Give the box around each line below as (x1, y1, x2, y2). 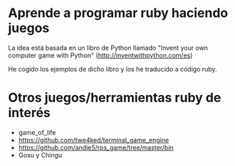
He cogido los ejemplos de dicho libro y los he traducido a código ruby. (8, 65, 217, 73)
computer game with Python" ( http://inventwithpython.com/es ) (8, 51, 193, 60)
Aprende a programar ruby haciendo (8, 5, 229, 21)
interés (8, 105, 51, 121)
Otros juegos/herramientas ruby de (8, 90, 221, 106)
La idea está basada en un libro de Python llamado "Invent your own (8, 43, 209, 52)
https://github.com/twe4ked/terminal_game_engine (18, 135, 169, 144)
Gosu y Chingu (18, 150, 63, 159)
